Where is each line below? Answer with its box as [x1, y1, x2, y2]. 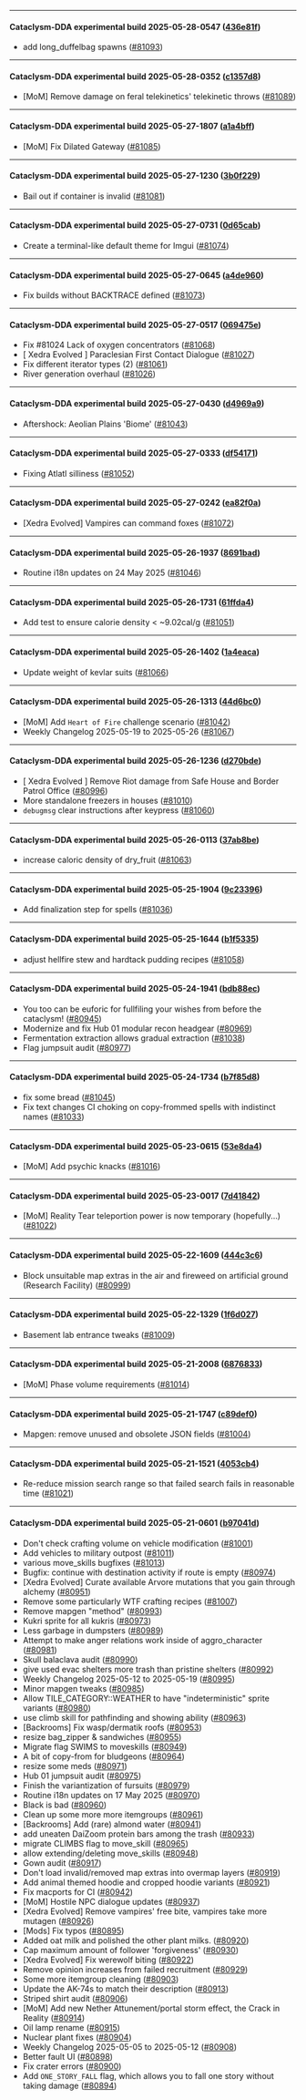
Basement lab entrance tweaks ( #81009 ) [22, 1329, 176, 1340]
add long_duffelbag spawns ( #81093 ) [22, 42, 164, 53]
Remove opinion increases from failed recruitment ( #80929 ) [22, 1963, 249, 1974]
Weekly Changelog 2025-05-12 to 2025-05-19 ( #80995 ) [22, 1673, 235, 1684]
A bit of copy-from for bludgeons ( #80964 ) [22, 1751, 185, 1762]
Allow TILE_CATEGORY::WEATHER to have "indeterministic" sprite [22, 1693, 270, 1704]
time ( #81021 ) [22, 1487, 75, 1499]
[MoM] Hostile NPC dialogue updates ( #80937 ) [22, 1896, 200, 1907]
